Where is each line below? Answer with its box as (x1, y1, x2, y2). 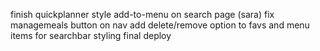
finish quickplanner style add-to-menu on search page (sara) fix (10, 9, 275, 20)
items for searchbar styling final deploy (10, 30, 172, 41)
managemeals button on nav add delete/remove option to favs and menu (10, 19, 310, 31)
